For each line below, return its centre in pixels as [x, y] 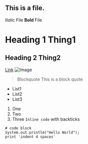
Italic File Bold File [24, 20]
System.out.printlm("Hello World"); [42, 132]
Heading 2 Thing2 [33, 58]
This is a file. [25, 8]
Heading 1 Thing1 [40, 40]
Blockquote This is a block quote [50, 79]
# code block [18, 128]
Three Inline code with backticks [46, 119]
